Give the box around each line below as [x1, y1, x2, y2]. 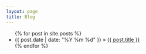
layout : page [6, 8, 38, 15]
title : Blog [6, 14, 35, 20]
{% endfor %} [14, 42, 49, 49]
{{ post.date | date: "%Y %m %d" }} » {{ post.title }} [14, 36, 140, 43]
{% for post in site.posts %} [14, 30, 82, 37]
